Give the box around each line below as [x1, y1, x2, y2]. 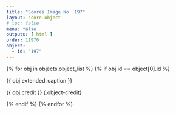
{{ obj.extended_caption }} [6, 77, 73, 84]
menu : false [6, 26, 36, 32]
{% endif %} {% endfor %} [6, 100, 73, 108]
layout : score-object [6, 15, 61, 21]
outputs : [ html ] [6, 32, 53, 38]
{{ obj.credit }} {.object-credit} [6, 89, 82, 96]
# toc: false [6, 20, 39, 26]
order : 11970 [6, 37, 39, 43]
